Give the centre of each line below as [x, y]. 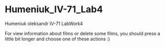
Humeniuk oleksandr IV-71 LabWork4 [44, 24]
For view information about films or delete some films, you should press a [82, 33]
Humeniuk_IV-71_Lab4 [54, 9]
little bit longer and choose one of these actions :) [57, 39]
